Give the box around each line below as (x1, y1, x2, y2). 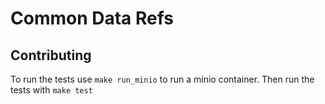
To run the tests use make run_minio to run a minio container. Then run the (10, 73, 315, 85)
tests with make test (10, 84, 93, 96)
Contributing (10, 47, 92, 64)
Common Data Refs (10, 7, 175, 30)
